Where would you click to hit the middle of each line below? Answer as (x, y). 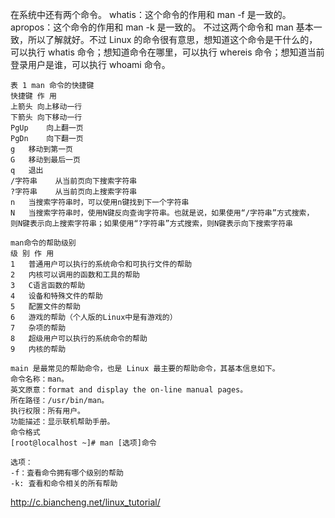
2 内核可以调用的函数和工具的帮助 (75, 275)
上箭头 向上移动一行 (46, 107)
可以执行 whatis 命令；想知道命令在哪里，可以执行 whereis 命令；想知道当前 (167, 52)
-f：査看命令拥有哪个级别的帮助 (67, 473)
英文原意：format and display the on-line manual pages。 (129, 390)
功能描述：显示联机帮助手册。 (62, 422)
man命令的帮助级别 (43, 243)
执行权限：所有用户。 (47, 411)
